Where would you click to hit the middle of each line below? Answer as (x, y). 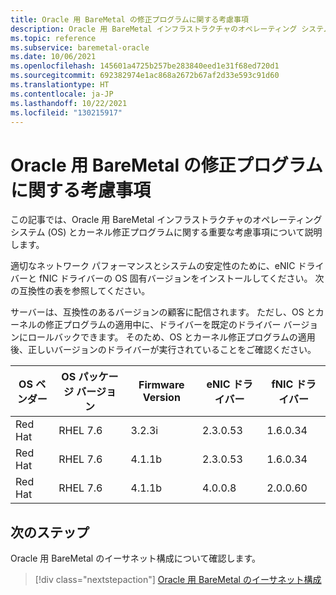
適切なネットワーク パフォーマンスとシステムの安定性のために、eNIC (153, 266)
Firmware (161, 385)
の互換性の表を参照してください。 (80, 291)
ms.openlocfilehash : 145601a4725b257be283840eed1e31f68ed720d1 (145, 66)
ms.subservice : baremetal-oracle (80, 47)
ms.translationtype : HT (60, 85)
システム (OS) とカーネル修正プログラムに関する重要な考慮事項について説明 (166, 232)
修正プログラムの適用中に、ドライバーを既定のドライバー (163, 325)
